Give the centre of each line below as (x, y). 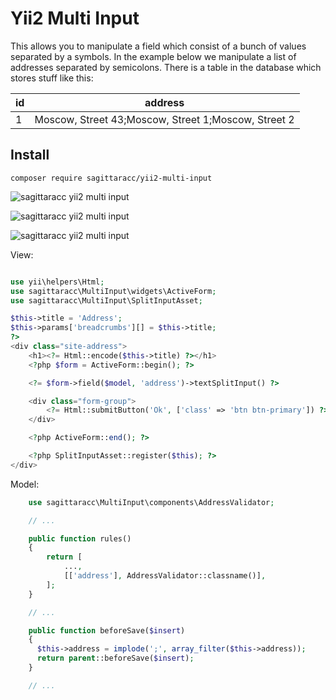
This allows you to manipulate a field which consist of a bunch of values (158, 46)
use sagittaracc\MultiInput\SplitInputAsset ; (106, 300)
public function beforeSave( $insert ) (107, 630)
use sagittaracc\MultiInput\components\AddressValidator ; (151, 502)
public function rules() (80, 538)
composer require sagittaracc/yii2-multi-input (111, 178)
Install (30, 155)
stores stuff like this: (52, 78)
